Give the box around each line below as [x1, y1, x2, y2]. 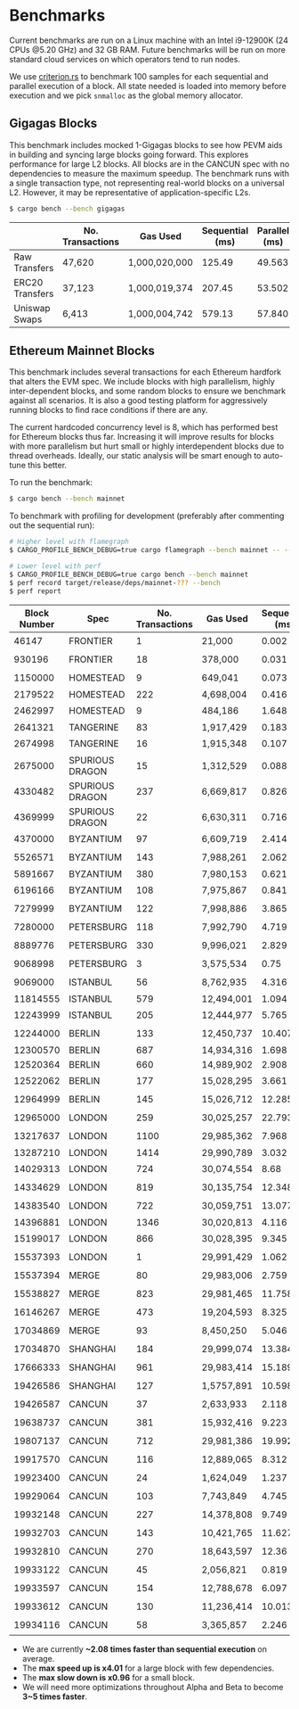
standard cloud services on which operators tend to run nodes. [9, 54, 240, 64]
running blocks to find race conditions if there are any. [9, 405, 208, 416]
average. [21, 1653, 55, 1664]
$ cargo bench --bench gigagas [9, 204, 125, 213]
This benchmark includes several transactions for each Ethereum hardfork [9, 367, 282, 377]
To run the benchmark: [9, 477, 93, 488]
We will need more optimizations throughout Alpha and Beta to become [21, 1681, 284, 1692]
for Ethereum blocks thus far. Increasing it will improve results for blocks [9, 432, 274, 442]
